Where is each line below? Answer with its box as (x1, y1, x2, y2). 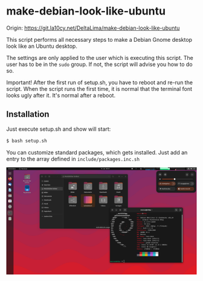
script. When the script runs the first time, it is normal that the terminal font (6, 85, 192, 92)
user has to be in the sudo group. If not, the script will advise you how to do (6, 61, 193, 68)
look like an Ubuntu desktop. (6, 42, 77, 50)
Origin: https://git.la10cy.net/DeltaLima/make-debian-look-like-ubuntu (6, 24, 180, 31)
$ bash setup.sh (6, 137, 47, 144)
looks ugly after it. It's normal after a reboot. (6, 91, 116, 99)
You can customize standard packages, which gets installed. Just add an (6, 148, 188, 156)
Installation (6, 109, 50, 119)
